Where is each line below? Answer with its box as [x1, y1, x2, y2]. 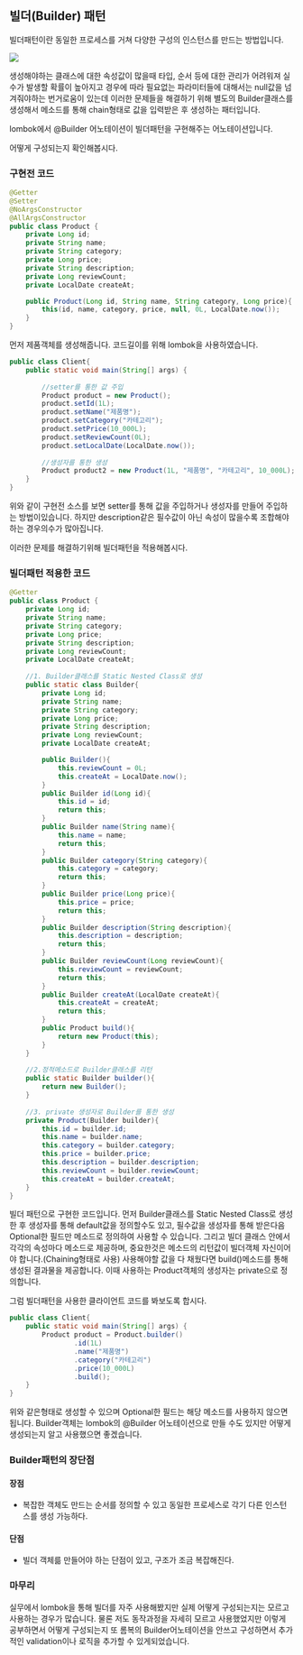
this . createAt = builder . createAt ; [41, 1174, 176, 1183]
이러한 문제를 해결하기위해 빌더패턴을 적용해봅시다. [9, 542, 188, 553]
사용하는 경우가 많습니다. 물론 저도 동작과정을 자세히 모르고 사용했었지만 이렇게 [9, 1613, 287, 1623]
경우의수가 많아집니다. [25, 523, 104, 534]
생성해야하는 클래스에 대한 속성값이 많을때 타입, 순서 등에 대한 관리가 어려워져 [9, 70, 281, 81]
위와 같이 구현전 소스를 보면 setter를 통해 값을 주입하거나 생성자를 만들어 [9, 501, 264, 511]
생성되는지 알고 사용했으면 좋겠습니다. [9, 1429, 142, 1440]
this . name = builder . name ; [41, 1133, 143, 1142]
